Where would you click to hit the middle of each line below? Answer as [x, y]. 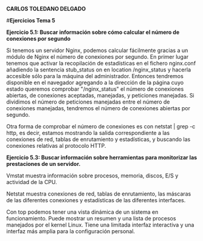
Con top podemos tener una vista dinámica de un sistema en [82, 212]
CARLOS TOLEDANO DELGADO [46, 9]
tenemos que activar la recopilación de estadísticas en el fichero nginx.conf [101, 63]
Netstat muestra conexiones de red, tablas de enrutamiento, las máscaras [99, 194]
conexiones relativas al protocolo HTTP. [56, 146]
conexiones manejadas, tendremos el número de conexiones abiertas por [98, 108]
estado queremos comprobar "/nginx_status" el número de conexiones [95, 89]
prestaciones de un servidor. [43, 164]
